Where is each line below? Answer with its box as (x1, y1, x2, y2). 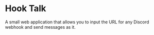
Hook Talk (5, 3, 46, 14)
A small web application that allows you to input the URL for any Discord (5, 19, 150, 25)
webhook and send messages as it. (5, 24, 76, 30)
